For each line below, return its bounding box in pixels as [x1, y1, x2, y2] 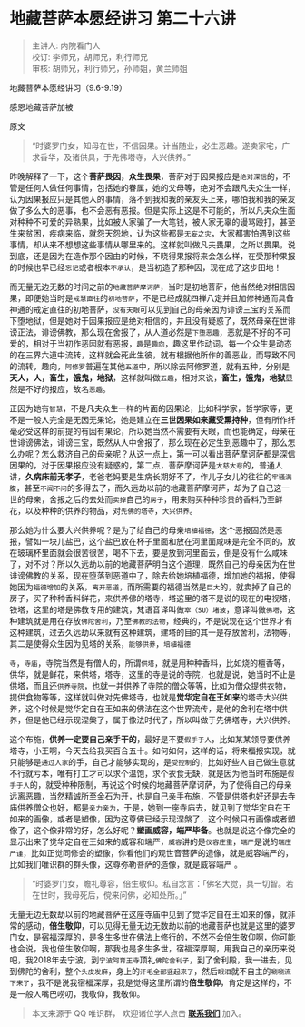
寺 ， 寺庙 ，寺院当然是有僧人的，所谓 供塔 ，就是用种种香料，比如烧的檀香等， [9, 657, 290, 669]
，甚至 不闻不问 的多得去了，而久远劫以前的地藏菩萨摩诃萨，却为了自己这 [15, 482, 282, 493]
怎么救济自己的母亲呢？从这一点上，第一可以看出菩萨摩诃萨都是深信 [40, 448, 296, 459]
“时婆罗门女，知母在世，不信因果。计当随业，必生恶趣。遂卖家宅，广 [31, 140, 290, 151]
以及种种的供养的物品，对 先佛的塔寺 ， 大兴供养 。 [25, 505, 198, 516]
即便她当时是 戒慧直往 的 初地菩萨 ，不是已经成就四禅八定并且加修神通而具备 [25, 292, 295, 303]
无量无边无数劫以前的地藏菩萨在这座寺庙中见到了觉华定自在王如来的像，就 [9, 909, 288, 920]
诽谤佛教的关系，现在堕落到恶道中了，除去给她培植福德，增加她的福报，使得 [9, 569, 296, 580]
